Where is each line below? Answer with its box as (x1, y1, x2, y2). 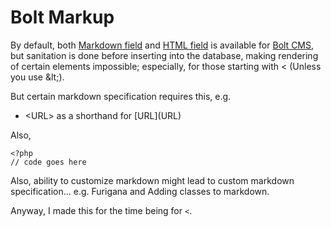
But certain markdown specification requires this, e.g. (10, 90, 232, 102)
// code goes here (10, 157, 87, 167)
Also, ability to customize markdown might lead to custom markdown (10, 174, 295, 186)
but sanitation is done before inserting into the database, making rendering (10, 49, 319, 61)
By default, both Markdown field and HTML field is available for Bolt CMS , (10, 39, 315, 51)
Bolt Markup (10, 6, 115, 29)
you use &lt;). (10, 71, 65, 83)
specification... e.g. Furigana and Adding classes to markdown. (10, 185, 270, 197)
